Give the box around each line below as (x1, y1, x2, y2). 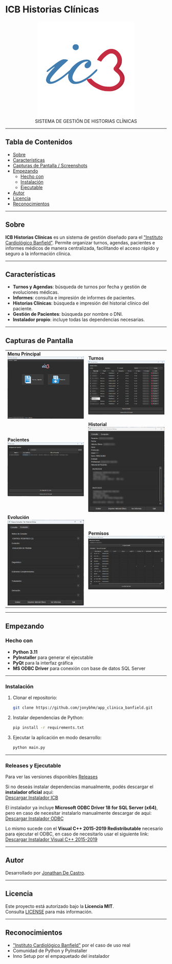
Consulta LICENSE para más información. (5, 908, 93, 915)
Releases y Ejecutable (5, 762, 61, 769)
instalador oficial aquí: (5, 789, 54, 795)
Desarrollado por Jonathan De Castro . (5, 869, 85, 876)
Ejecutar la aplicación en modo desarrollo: (12, 734, 102, 740)
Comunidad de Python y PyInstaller (12, 948, 88, 954)
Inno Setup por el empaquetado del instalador (12, 953, 110, 959)
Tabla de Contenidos (5, 138, 73, 147)
